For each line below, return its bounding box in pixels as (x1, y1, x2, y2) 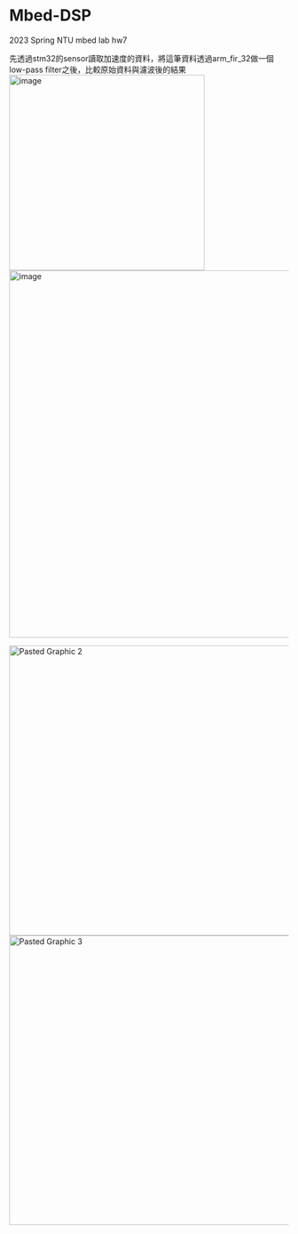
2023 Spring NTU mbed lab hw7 (9, 35, 128, 45)
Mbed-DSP (9, 5, 91, 26)
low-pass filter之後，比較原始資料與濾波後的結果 (9, 64, 186, 75)
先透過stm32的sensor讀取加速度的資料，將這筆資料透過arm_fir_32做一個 (9, 52, 275, 63)
